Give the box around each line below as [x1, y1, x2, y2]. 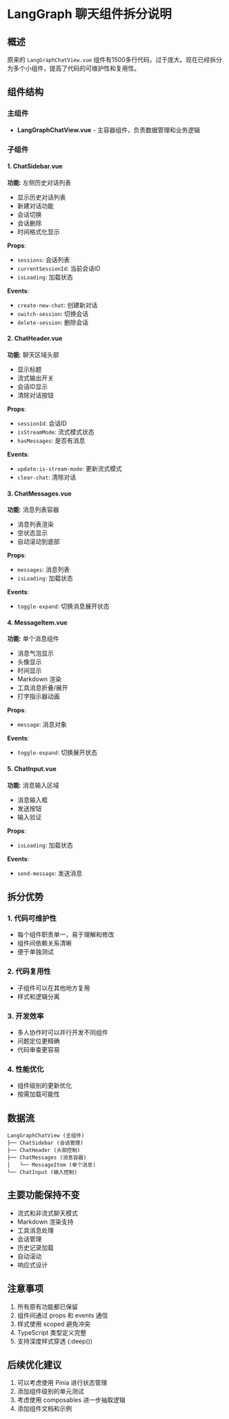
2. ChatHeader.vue [7, 334, 63, 342]
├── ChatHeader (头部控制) [7, 1147, 81, 1154]
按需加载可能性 [17, 1090, 60, 1098]
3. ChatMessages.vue [7, 489, 72, 498]
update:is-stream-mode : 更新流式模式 [17, 464, 123, 473]
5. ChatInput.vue [7, 765, 57, 773]
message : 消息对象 [17, 721, 67, 729]
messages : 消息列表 [17, 565, 70, 574]
